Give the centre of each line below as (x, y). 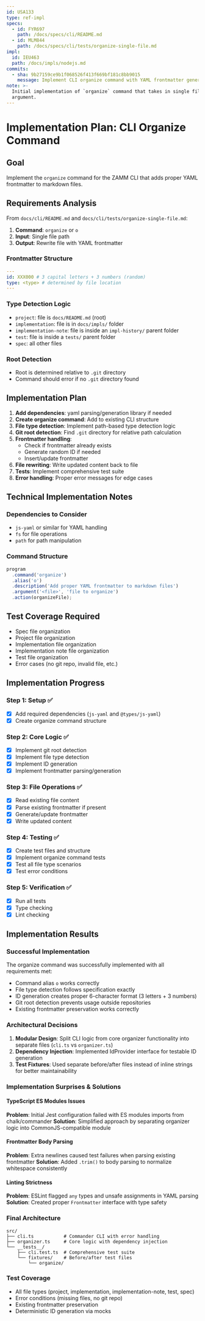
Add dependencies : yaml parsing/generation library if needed (93, 412)
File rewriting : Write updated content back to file (77, 464)
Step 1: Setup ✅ (30, 700)
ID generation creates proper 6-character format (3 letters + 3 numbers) (106, 996)
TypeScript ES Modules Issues (46, 1101)
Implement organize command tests (60, 858)
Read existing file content (47, 800)
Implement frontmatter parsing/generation (68, 771)
